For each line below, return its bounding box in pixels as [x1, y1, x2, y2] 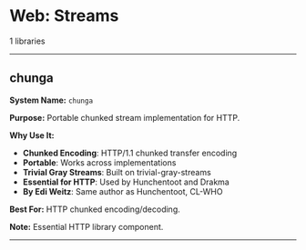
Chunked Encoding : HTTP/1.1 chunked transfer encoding [22, 147, 238, 158]
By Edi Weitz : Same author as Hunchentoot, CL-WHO [22, 185, 223, 196]
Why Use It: [9, 129, 55, 141]
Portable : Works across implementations [22, 156, 177, 168]
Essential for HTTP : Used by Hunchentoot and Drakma [22, 176, 229, 187]
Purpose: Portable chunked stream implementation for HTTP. [9, 112, 240, 123]
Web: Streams [9, 5, 119, 26]
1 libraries [9, 35, 46, 46]
